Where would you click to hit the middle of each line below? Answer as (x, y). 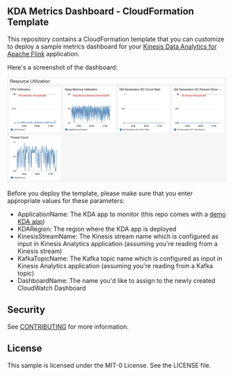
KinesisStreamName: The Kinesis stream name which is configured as (118, 236)
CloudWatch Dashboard (51, 288)
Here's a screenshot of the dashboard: (63, 67)
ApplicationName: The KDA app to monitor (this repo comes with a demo (121, 214)
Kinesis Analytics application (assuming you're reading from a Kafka (115, 265)
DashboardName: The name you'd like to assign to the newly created (116, 280)
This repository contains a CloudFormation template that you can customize (116, 39)
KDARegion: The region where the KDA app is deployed (97, 229)
